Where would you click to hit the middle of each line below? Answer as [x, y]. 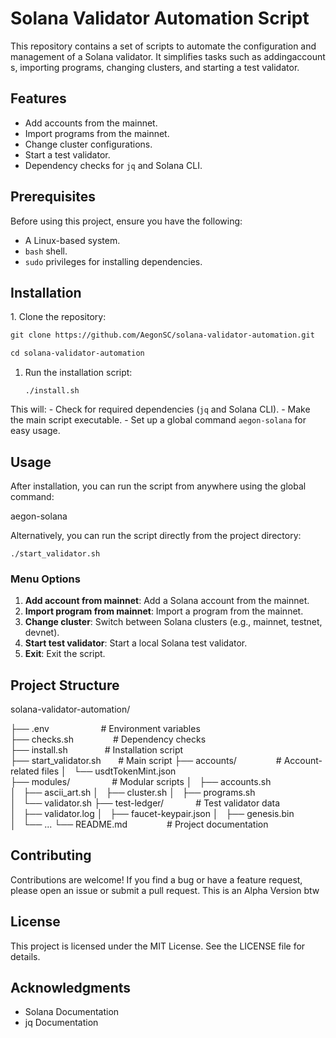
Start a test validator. [67, 154]
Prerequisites [53, 197]
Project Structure [65, 685]
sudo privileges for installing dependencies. [113, 261]
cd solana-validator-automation [77, 353]
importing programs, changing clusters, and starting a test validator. [159, 67]
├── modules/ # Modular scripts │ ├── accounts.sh [141, 782]
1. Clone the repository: [58, 317]
